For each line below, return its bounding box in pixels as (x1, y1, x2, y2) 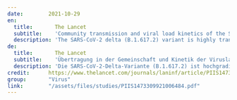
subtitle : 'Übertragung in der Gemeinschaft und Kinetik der (13, 56, 207, 63)
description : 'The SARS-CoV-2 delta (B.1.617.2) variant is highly (13, 37, 217, 44)
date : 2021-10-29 (7, 10, 80, 18)
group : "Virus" (7, 75, 71, 83)
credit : (7, 69, 30, 76)
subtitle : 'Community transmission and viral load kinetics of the (13, 30, 226, 37)
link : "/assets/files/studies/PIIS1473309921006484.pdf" (7, 82, 200, 89)
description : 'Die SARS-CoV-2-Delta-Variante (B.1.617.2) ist (13, 63, 200, 70)
